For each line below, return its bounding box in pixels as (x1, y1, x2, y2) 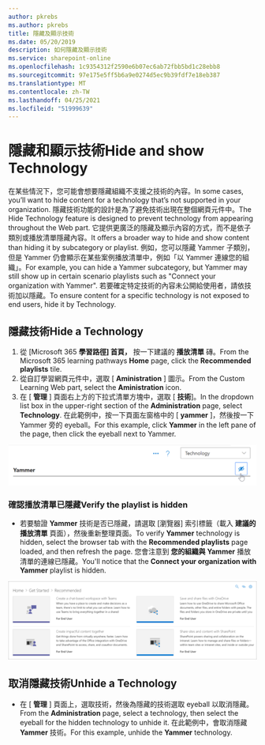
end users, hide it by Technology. (8, 300, 117, 309)
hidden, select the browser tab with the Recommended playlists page (19, 538, 248, 547)
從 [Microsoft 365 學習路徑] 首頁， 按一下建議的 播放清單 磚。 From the (19, 347, 249, 356)
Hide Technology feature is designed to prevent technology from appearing (8, 214, 254, 223)
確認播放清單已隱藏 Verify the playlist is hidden (8, 499, 188, 510)
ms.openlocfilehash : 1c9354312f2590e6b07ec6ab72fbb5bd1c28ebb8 (8, 63, 221, 71)
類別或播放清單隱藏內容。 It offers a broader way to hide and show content (8, 233, 250, 243)
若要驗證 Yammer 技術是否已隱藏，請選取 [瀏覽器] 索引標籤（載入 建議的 (19, 519, 256, 528)
